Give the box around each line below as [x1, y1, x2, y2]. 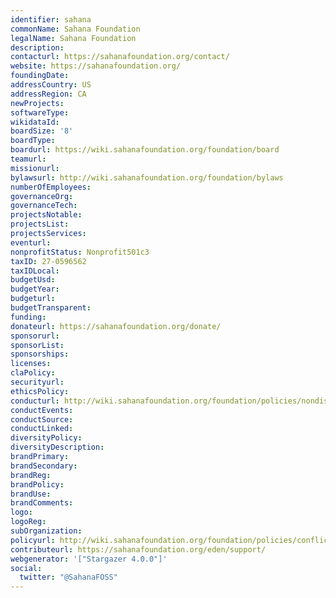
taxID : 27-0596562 [10, 256, 87, 266]
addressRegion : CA [10, 89, 87, 99]
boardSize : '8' [10, 126, 74, 136]
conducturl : [10, 396, 60, 406]
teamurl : [10, 154, 47, 164]
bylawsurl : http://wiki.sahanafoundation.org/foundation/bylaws [10, 172, 284, 183]
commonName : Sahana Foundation [10, 24, 141, 34]
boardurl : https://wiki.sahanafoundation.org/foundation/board [10, 145, 280, 155]
